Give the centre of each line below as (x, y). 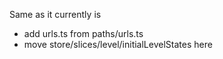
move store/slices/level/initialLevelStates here (118, 44)
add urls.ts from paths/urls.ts (83, 33)
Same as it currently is (55, 14)
